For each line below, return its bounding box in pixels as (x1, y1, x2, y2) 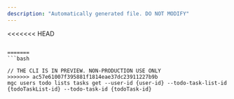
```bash (7, 55, 30, 62)
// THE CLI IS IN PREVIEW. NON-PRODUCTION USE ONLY (7, 67, 161, 74)
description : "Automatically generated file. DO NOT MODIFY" (7, 10, 190, 17)
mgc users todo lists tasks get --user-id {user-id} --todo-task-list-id (7, 79, 228, 86)
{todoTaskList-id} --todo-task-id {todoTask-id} (7, 85, 152, 93)
